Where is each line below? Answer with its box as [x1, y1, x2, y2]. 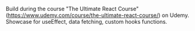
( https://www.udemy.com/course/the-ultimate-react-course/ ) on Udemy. [6, 12, 189, 19]
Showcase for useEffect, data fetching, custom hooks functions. [6, 18, 167, 25]
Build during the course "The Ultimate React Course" [6, 5, 139, 12]
